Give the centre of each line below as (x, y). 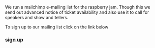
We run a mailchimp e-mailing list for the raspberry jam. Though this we (78, 7)
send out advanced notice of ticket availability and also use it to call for (77, 12)
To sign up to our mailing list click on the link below (57, 27)
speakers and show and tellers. (37, 17)
